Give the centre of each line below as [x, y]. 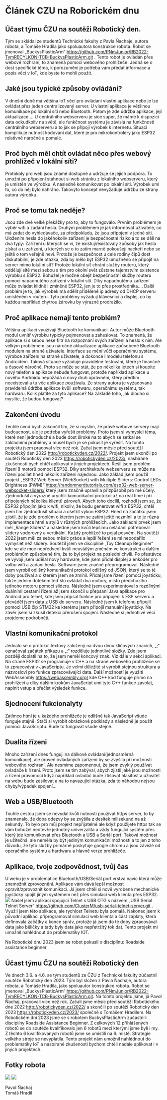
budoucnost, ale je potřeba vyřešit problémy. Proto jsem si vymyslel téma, [81, 432]
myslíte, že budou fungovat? [34, 399]
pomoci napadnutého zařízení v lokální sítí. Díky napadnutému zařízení [78, 281]
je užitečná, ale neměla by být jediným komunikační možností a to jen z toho [83, 840]
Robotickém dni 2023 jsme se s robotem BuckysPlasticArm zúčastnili [76, 1018]
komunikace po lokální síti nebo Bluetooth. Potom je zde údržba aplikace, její [83, 111]
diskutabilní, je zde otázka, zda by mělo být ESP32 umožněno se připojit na [82, 259]
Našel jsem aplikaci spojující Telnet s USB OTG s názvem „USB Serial [82, 901]
